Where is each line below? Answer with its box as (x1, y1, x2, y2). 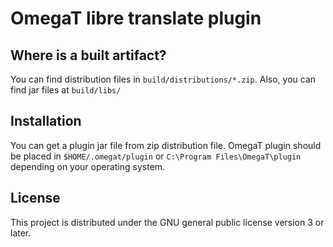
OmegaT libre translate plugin (10, 7, 262, 30)
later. (10, 227, 32, 239)
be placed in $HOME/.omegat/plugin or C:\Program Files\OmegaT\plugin (10, 150, 302, 162)
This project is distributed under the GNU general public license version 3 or (10, 216, 325, 228)
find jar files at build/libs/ (10, 84, 122, 96)
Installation (10, 113, 82, 130)
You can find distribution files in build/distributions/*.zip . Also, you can (10, 73, 317, 85)
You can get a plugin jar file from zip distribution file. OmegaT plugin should (10, 139, 322, 151)
